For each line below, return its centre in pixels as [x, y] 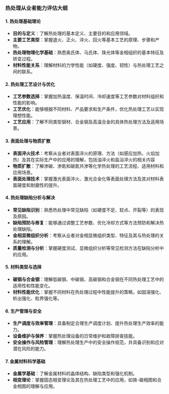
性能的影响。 [26, 103]
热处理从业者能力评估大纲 [37, 8]
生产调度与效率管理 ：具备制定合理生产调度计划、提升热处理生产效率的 [86, 323]
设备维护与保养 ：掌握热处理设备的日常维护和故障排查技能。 [75, 336]
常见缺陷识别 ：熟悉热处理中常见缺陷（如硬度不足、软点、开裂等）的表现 [88, 210]
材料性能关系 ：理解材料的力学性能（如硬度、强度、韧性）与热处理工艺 [86, 65]
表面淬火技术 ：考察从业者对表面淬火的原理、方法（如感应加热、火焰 [84, 153]
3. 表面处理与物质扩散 [28, 140]
